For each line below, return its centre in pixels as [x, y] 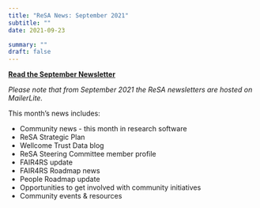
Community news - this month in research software [103, 129]
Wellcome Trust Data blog [62, 146]
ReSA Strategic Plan [52, 137]
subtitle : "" [30, 23]
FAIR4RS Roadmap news [60, 171]
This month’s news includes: [54, 113]
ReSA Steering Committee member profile [88, 154]
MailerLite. [26, 98]
